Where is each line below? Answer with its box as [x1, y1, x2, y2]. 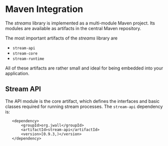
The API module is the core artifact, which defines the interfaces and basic [5, 98, 160, 104]
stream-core [12, 51, 38, 56]
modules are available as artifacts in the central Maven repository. [5, 25, 141, 31]
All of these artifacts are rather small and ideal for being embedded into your [5, 65, 163, 71]
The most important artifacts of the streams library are [5, 35, 118, 41]
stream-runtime [12, 56, 45, 61]
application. [5, 70, 30, 76]
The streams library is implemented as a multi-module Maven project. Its [5, 20, 155, 26]
